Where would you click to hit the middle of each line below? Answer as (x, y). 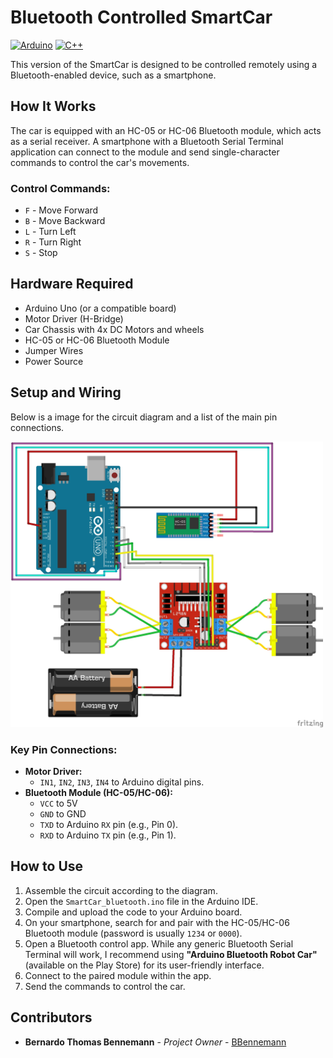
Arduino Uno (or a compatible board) (100, 308)
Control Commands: (60, 188)
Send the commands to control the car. (105, 986)
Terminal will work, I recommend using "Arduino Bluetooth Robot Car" (171, 954)
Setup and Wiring (66, 392)
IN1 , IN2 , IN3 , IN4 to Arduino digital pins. (122, 782)
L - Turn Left (50, 232)
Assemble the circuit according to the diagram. (121, 890)
